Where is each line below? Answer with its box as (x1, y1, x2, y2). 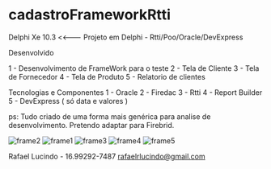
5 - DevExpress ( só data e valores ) (8, 96, 128, 105)
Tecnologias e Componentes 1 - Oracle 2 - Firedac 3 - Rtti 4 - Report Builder (8, 87, 263, 97)
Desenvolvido (8, 47, 54, 57)
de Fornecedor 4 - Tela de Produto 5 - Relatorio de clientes (8, 72, 206, 81)
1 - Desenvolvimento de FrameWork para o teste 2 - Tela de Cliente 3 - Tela (8, 63, 260, 73)
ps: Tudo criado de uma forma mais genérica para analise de (8, 111, 211, 122)
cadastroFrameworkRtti (8, 6, 171, 24)
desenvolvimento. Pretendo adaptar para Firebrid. (8, 120, 175, 130)
